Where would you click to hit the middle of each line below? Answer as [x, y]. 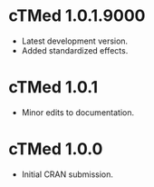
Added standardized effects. [75, 50]
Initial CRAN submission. [67, 174]
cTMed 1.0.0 [56, 149]
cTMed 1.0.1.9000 [77, 16]
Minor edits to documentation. [78, 112]
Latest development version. [75, 41]
